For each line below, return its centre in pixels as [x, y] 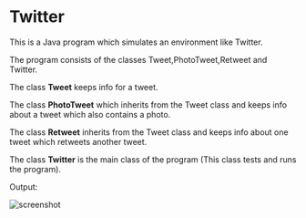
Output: [24, 187]
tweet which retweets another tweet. [78, 141]
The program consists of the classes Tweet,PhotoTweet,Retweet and [138, 59]
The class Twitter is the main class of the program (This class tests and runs [153, 159]
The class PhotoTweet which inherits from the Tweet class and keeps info [148, 104]
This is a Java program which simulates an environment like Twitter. [136, 42]
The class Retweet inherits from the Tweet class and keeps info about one [149, 132]
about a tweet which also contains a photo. [90, 114]
